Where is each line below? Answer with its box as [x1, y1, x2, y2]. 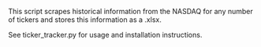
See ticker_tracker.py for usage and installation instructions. [8, 31, 203, 39]
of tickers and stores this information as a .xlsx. [8, 15, 162, 24]
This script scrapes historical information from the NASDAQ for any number [8, 7, 254, 16]
